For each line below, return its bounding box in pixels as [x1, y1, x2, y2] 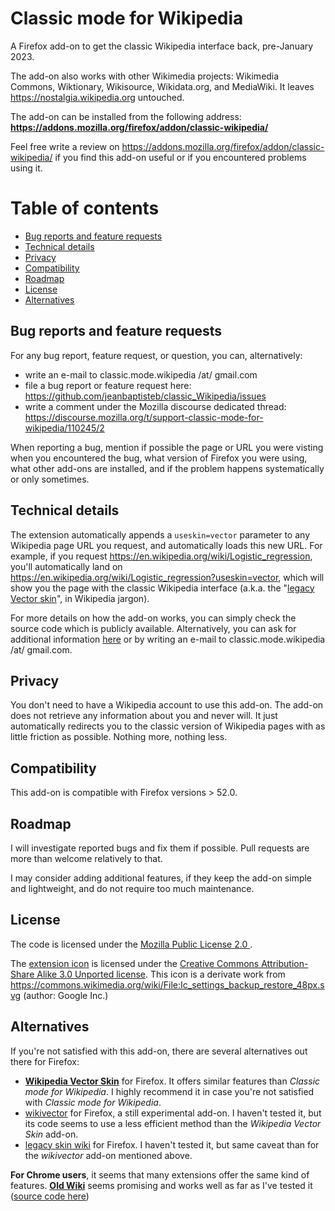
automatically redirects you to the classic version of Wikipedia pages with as [10, 720, 326, 732]
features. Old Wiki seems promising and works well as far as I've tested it [10, 1179, 313, 1191]
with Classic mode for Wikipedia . [24, 1096, 162, 1108]
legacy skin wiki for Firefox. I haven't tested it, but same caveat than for [24, 1138, 320, 1151]
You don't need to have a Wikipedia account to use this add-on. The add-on [10, 699, 324, 711]
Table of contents [10, 197, 160, 220]
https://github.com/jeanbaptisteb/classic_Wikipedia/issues [24, 390, 267, 402]
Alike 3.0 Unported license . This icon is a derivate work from [36, 968, 286, 980]
